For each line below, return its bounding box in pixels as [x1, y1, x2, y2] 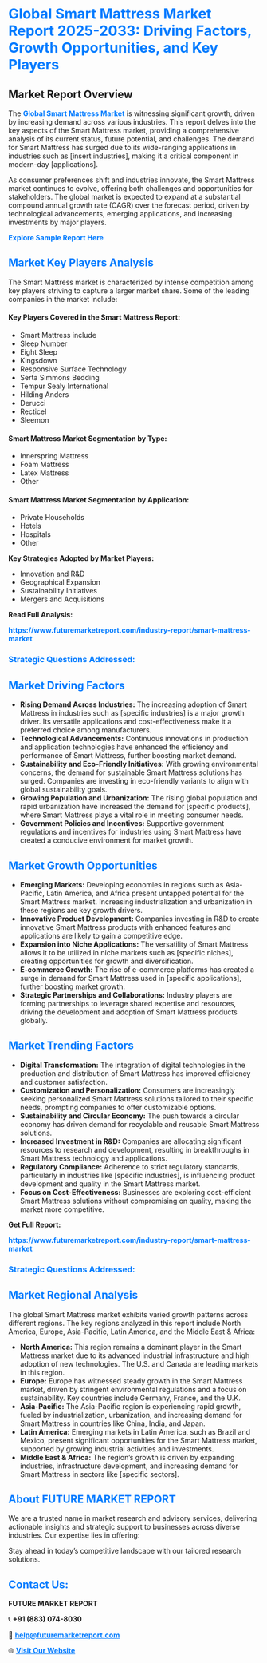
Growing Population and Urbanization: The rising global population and [19, 793, 257, 803]
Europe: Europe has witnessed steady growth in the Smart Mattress [19, 1375, 243, 1386]
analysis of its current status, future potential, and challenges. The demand [8, 134, 255, 144]
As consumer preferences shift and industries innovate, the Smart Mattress [8, 175, 255, 185]
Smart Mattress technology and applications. [19, 1153, 167, 1163]
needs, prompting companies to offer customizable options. [19, 1102, 217, 1112]
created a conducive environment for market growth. [19, 835, 194, 845]
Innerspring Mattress [19, 451, 89, 461]
